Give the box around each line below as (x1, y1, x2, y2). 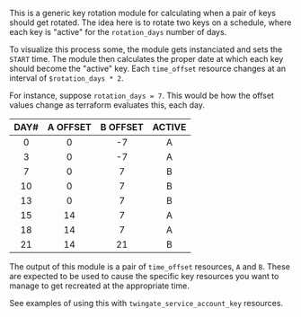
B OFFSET (100, 121, 144, 133)
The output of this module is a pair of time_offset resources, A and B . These (9, 261, 290, 272)
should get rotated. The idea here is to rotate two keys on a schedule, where (9, 17, 292, 28)
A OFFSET (47, 121, 92, 133)
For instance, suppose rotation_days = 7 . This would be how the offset (9, 90, 274, 101)
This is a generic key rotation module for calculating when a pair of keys (9, 8, 277, 18)
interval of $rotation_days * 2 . (9, 73, 124, 84)
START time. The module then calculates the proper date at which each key (9, 54, 284, 64)
